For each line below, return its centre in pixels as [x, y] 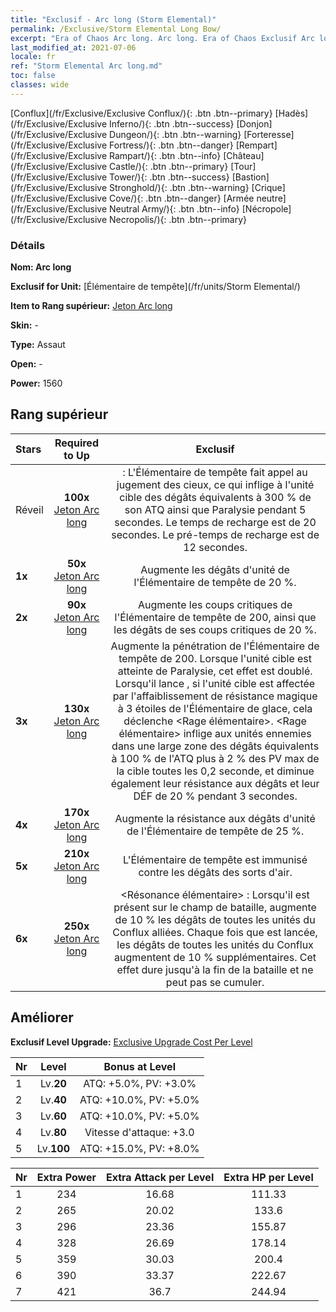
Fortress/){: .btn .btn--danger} [171, 145]
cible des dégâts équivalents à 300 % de [215, 497]
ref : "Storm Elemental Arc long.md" [86, 66]
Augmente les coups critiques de [215, 604]
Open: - [26, 364]
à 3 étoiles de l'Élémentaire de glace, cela [215, 708]
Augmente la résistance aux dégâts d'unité [215, 818]
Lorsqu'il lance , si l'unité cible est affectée [215, 683]
